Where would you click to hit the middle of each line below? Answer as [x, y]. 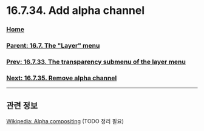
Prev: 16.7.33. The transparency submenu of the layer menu [96, 62]
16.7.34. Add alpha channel [76, 11]
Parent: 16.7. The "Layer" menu [53, 46]
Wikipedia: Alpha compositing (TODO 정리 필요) [65, 121]
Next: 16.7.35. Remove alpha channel [62, 78]
